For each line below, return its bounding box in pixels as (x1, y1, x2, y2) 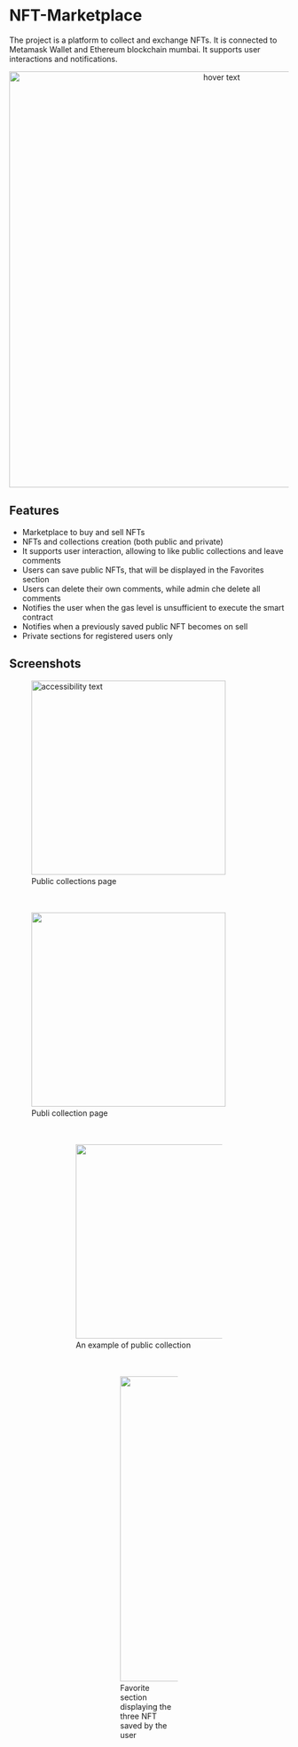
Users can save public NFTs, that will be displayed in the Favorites (21, 565, 264, 575)
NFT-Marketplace (9, 5, 143, 26)
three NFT (120, 1711, 158, 1721)
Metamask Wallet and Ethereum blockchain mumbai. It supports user (9, 43, 261, 54)
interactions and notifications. (9, 53, 118, 64)
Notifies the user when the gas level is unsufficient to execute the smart (21, 602, 285, 613)
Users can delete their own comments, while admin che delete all (21, 583, 261, 594)
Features (9, 503, 59, 518)
